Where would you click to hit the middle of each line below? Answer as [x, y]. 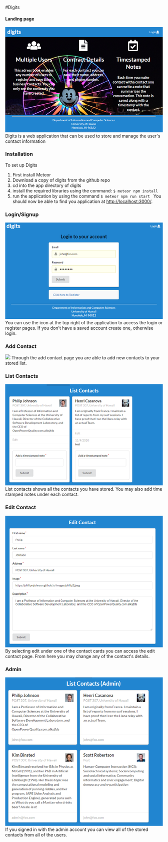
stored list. [16, 363]
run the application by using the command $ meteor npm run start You [87, 196]
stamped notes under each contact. [42, 494]
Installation [19, 154]
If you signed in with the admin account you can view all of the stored [77, 829]
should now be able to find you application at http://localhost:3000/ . [82, 201]
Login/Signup [22, 214]
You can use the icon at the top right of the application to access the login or [84, 322]
